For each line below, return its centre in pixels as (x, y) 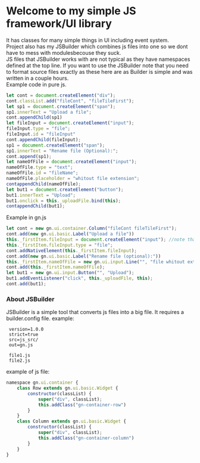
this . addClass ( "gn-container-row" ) (82, 405)
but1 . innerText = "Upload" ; (41, 195)
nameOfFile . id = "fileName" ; (42, 173)
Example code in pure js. (36, 84)
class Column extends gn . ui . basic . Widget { (72, 421)
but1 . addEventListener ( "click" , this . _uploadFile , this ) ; (79, 278)
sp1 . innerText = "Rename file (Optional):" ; (62, 151)
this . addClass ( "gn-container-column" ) (86, 438)
